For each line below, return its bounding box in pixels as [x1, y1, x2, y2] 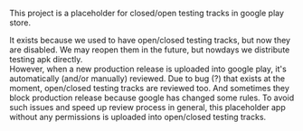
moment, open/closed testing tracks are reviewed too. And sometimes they [9, 83, 289, 93]
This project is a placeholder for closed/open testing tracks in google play [9, 8, 285, 18]
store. [9, 17, 32, 28]
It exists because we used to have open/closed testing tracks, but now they [9, 35, 291, 45]
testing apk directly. [9, 54, 83, 64]
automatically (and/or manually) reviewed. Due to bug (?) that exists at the [9, 73, 286, 84]
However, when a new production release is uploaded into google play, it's [9, 63, 287, 74]
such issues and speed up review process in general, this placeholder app [9, 102, 287, 112]
